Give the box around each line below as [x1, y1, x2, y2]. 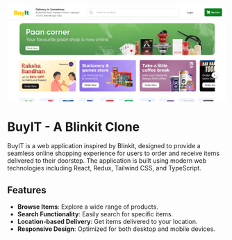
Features [7, 184, 47, 196]
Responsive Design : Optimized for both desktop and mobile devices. [17, 225, 215, 233]
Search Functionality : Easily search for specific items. [17, 210, 174, 218]
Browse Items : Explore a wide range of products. [17, 202, 158, 211]
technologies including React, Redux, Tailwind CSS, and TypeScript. [7, 164, 201, 173]
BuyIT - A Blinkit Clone [7, 119, 140, 134]
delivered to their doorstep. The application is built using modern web [7, 157, 207, 165]
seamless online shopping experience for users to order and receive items [7, 149, 220, 158]
